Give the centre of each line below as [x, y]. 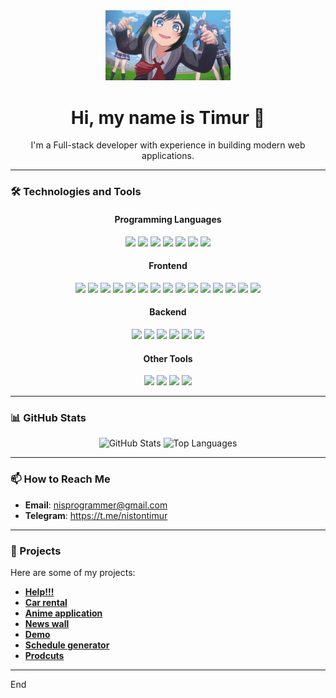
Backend [168, 312]
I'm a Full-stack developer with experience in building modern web [168, 145]
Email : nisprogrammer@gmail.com [96, 505]
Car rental [46, 602]
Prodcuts [44, 655]
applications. [168, 156]
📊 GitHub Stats [48, 418]
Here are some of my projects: [73, 572]
